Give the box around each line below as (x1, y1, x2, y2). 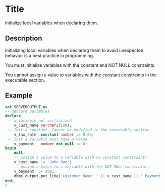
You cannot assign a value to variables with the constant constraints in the (5, 72, 157, 78)
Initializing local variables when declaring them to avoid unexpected (5, 47, 144, 53)
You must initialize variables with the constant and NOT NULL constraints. (5, 62, 156, 68)
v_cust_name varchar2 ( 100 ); (14, 123, 72, 128)
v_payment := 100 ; (14, 169, 55, 174)
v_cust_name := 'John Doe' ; (14, 160, 72, 165)
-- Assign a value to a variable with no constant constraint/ (14, 155, 148, 160)
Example (5, 92, 33, 100)
